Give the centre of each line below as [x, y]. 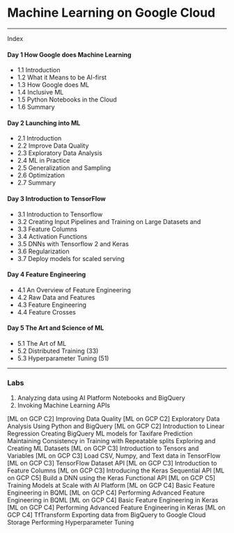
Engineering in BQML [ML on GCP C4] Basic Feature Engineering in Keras [113, 500]
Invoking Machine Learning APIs [63, 406]
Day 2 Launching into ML [44, 122]
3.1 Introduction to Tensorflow [60, 214]
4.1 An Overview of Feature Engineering [74, 289]
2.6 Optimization [41, 175]
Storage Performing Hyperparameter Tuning [71, 523]
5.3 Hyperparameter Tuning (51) [63, 358]
